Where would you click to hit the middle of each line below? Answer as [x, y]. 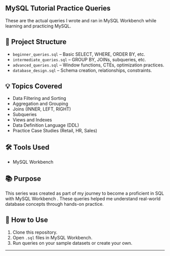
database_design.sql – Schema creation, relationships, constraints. [82, 70]
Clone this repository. [35, 232]
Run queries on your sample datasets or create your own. [72, 243]
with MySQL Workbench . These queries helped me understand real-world [83, 199]
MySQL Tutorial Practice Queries [58, 8]
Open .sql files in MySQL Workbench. [52, 237]
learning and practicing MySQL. [38, 26]
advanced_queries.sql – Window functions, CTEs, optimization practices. [88, 65]
